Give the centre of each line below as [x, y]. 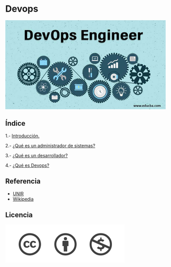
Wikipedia [23, 199]
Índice [15, 123]
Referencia [23, 181]
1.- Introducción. [22, 136]
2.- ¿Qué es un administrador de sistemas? [50, 145]
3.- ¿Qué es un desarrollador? [36, 155]
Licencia [19, 215]
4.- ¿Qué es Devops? [27, 165]
